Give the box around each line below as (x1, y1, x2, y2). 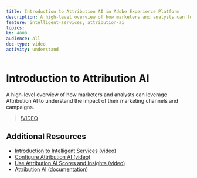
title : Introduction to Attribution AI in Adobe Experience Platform (6, 8, 180, 15)
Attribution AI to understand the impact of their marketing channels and (6, 97, 179, 104)
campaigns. (6, 103, 35, 110)
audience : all (6, 36, 41, 41)
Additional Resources (6, 132, 86, 142)
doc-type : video (6, 41, 46, 47)
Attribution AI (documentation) (14, 166, 89, 173)
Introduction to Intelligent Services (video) (14, 147, 117, 154)
